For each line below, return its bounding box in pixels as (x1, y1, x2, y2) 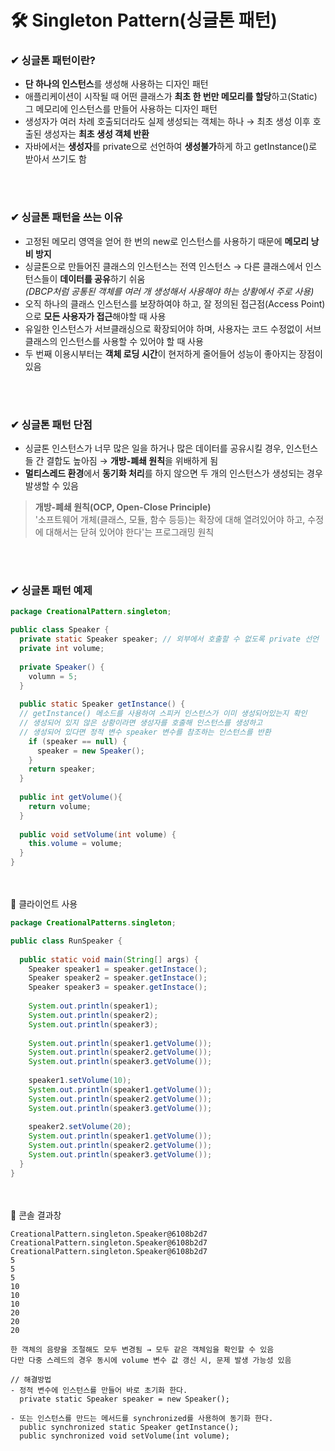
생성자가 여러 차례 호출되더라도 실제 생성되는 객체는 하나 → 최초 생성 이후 (24, 116, 311, 128)
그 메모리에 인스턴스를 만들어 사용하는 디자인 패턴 (24, 103, 218, 115)
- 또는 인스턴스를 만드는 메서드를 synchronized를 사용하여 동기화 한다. (10, 1413, 274, 1423)
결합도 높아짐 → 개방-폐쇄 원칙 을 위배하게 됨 (46, 455, 219, 467)
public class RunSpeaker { (10, 936, 123, 946)
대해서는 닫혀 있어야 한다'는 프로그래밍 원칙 (45, 526, 215, 538)
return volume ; (28, 801, 92, 811)
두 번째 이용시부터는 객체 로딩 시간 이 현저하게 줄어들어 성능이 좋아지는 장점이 (24, 347, 323, 360)
